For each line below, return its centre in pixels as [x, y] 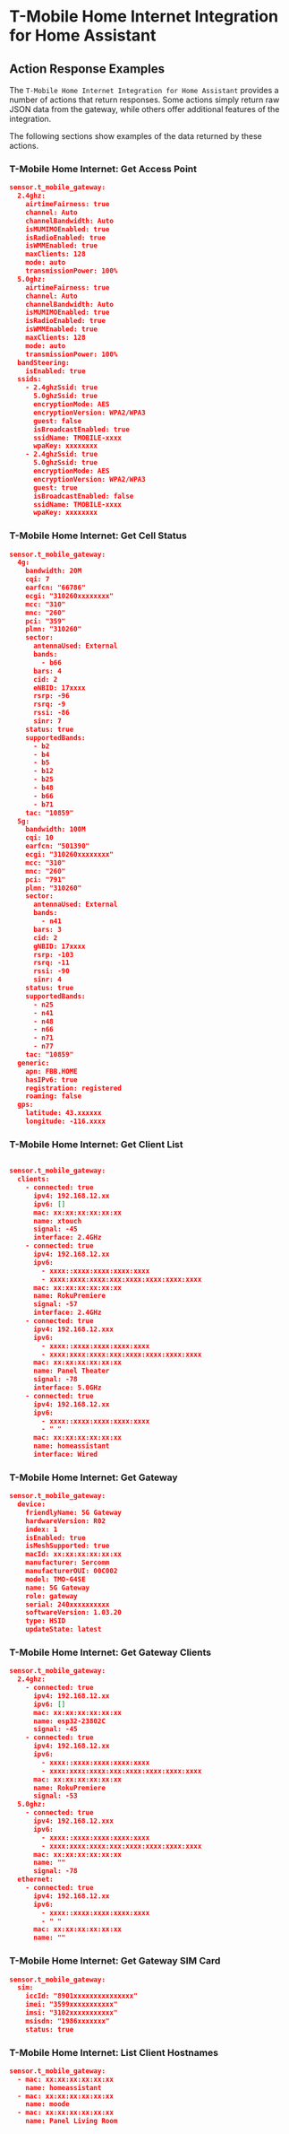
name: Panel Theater [71, 1371]
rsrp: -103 [53, 954]
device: [32, 1504]
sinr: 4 [47, 980]
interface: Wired [65, 1455]
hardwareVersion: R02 [65, 1521]
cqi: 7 [38, 579]
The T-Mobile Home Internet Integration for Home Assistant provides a [144, 90]
